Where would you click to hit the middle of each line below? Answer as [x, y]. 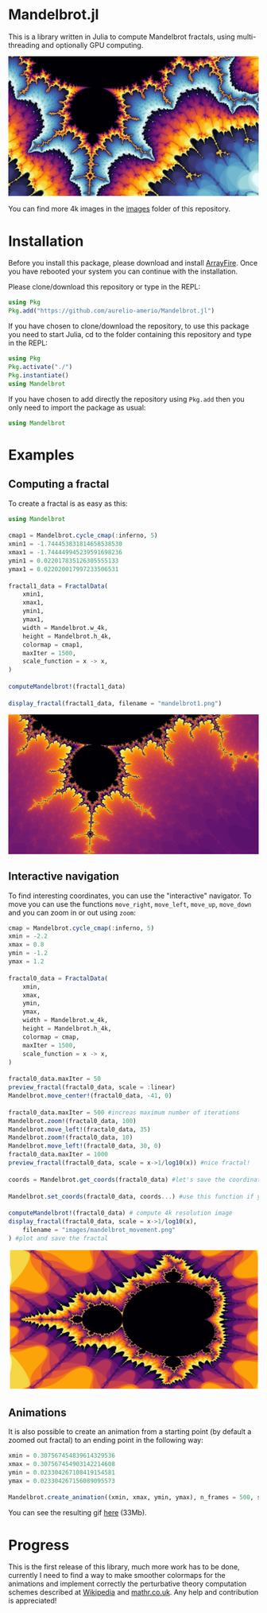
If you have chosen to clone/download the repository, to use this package [129, 326]
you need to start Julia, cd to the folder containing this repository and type [130, 335]
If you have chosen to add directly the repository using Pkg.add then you [126, 398]
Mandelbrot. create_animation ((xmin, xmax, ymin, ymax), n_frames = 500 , [131, 1498]
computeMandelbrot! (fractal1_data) [67, 687]
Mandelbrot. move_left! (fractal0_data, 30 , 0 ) [85, 1146]
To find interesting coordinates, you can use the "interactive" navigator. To [130, 896]
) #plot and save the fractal [58, 1238]
